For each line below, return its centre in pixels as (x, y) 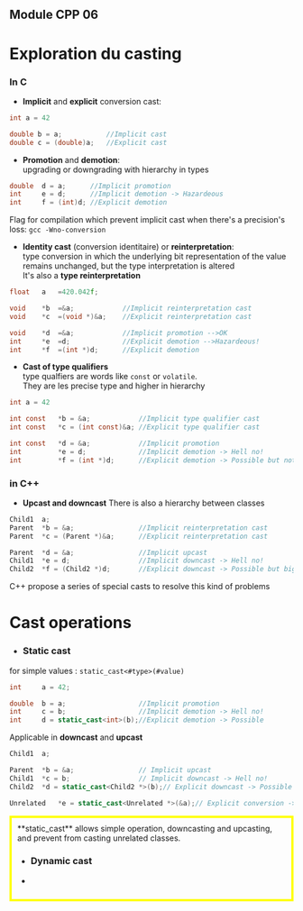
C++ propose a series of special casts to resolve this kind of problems (140, 587)
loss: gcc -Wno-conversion (58, 230)
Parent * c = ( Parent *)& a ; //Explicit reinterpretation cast (139, 536)
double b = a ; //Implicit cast (88, 134)
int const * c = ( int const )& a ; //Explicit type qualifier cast (135, 427)
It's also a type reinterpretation (82, 276)
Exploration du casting (96, 54)
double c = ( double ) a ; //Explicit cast (88, 142)
